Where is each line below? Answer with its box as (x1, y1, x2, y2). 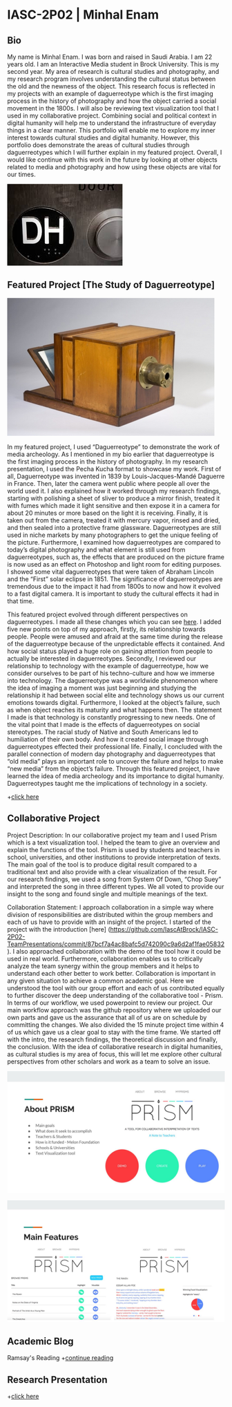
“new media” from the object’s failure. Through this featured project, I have (7, 764, 220, 773)
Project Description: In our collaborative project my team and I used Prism (7, 831, 217, 839)
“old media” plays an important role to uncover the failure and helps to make (7, 757, 224, 765)
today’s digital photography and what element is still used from (7, 545, 186, 554)
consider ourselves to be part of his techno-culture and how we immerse (7, 669, 215, 677)
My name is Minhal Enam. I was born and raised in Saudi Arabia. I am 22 (7, 53, 213, 61)
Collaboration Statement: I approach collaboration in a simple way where (7, 903, 214, 912)
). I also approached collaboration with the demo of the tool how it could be (7, 947, 221, 955)
